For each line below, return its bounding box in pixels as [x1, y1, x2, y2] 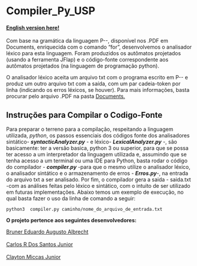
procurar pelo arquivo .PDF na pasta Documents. [6, 93, 125, 100]
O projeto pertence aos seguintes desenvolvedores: [6, 217, 137, 224]
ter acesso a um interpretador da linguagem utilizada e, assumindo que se [6, 151, 187, 158]
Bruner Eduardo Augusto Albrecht [6, 228, 89, 235]
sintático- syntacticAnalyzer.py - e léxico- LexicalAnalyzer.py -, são [6, 138, 177, 146]
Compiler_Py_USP [6, 4, 96, 18]
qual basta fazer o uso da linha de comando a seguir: [6, 195, 136, 202]
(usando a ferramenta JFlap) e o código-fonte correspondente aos [6, 56, 169, 63]
